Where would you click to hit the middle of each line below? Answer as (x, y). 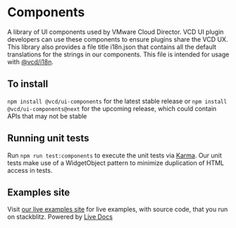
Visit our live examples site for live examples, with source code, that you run (118, 210)
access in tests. (30, 170)
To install (28, 84)
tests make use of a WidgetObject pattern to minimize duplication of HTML (116, 162)
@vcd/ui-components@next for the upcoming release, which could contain (112, 108)
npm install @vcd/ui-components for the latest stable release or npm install (117, 101)
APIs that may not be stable (47, 116)
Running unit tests (48, 138)
